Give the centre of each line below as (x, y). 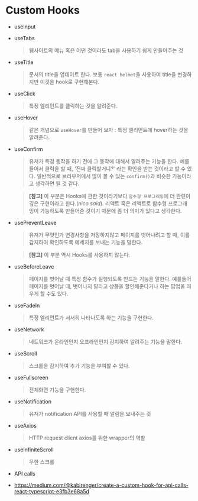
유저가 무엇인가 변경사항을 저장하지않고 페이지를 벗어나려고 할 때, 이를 (109, 235)
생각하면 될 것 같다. (57, 183)
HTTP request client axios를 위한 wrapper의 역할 (87, 438)
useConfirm (28, 149)
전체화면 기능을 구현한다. (57, 390)
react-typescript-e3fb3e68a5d (52, 491)
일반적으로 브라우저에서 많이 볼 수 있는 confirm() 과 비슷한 (104, 176)
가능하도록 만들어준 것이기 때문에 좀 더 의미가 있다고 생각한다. (111, 211)
